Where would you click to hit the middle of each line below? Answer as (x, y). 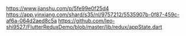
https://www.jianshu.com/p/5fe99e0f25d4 (58, 8)
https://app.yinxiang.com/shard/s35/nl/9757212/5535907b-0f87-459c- (93, 15)
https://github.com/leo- (87, 21)
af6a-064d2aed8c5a (32, 21)
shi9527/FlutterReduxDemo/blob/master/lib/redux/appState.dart (84, 27)
